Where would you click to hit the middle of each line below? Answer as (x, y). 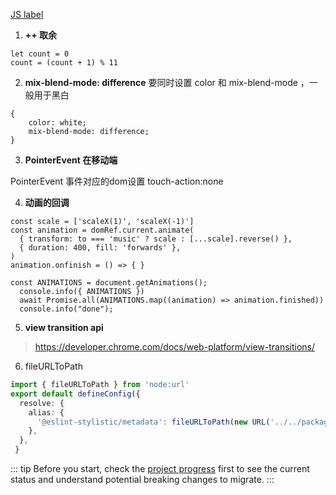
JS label (27, 14)
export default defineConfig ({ (75, 394)
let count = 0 (40, 54)
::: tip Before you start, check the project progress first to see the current (160, 468)
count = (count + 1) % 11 (64, 63)
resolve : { (42, 403)
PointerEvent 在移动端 (71, 160)
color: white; (57, 123)
